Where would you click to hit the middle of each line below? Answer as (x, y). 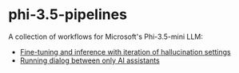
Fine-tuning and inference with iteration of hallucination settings (125, 52)
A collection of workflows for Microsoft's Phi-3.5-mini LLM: (106, 36)
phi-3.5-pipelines (68, 15)
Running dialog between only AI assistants (90, 60)
